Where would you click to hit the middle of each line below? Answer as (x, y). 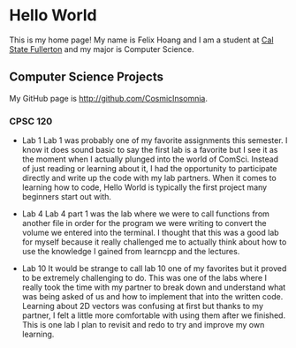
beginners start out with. (67, 197)
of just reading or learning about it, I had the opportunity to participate (149, 169)
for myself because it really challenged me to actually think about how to (154, 242)
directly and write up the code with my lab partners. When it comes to (149, 178)
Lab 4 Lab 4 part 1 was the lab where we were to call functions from (145, 214)
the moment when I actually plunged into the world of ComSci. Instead (150, 159)
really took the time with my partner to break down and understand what (154, 287)
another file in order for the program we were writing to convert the (144, 223)
